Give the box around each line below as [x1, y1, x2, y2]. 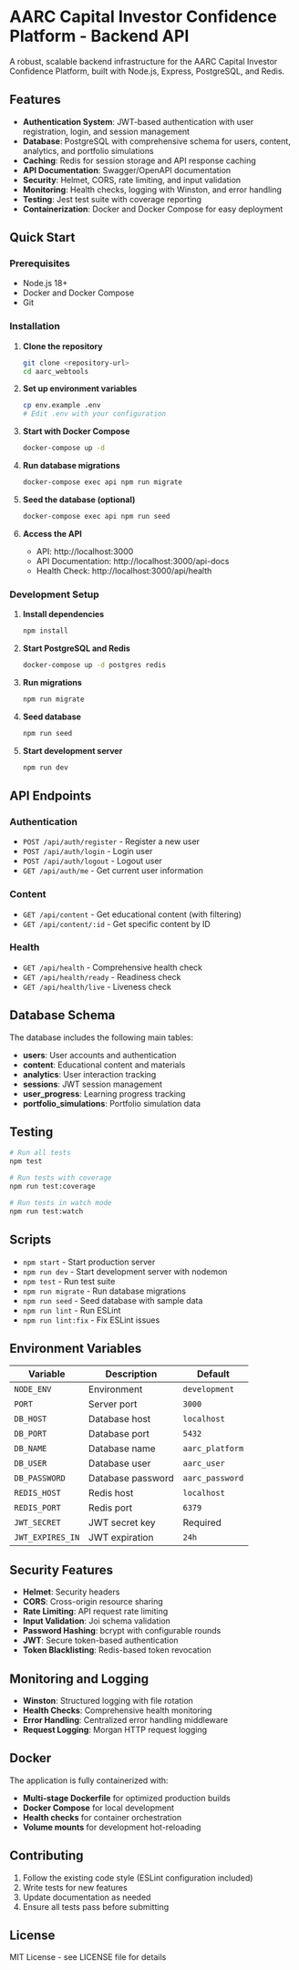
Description [105, 1367, 158, 1380]
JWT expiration [88, 1532, 154, 1544]
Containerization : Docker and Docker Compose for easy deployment [22, 203, 284, 214]
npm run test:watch [9, 1206, 84, 1216]
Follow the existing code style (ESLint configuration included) [22, 1872, 253, 1883]
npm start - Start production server [22, 1256, 156, 1267]
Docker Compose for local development [22, 1802, 175, 1813]
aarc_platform [182, 1443, 244, 1454]
